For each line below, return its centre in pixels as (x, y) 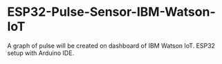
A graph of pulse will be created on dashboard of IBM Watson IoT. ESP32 (111, 45)
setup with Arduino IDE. (41, 53)
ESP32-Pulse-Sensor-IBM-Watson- (111, 12)
